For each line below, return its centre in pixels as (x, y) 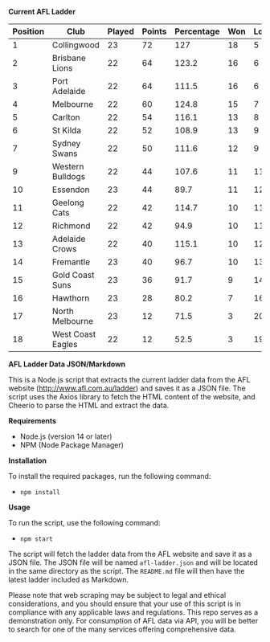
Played (121, 31)
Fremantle (71, 262)
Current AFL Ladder (42, 12)
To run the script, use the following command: (84, 523)
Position (29, 31)
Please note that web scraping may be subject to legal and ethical (117, 595)
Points (154, 31)
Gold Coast (73, 275)
